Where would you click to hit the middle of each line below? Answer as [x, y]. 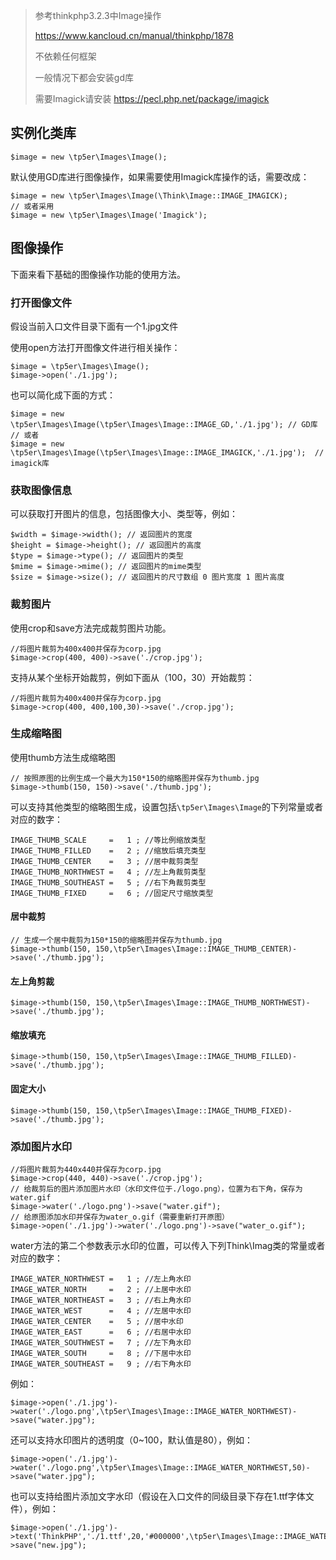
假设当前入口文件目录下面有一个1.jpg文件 [94, 326]
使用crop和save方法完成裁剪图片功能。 [91, 628]
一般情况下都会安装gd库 [84, 77]
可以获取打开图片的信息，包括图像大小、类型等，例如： [124, 514]
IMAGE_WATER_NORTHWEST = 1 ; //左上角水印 [101, 1279]
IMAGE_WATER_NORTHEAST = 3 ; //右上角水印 [101, 1300]
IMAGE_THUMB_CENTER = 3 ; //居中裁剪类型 [104, 861]
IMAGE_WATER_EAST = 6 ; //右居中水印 [101, 1332]
